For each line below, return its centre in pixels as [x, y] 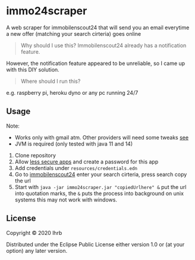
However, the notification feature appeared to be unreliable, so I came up [96, 63]
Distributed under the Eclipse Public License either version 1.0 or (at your [95, 244]
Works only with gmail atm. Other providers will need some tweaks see [102, 137]
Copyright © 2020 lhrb [34, 233]
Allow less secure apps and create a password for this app [87, 162]
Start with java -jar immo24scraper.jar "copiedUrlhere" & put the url [100, 187]
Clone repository [35, 155]
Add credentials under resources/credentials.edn [76, 168]
